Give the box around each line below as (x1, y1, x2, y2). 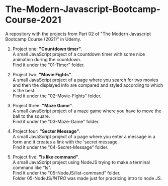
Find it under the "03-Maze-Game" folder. (12, 118, 100, 124)
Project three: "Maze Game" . (12, 102, 73, 108)
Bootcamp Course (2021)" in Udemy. (5, 36, 81, 42)
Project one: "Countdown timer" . (12, 46, 82, 52)
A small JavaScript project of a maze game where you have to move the (12, 108, 162, 114)
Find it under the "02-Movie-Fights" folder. (12, 93, 102, 99)
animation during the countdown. (12, 56, 81, 62)
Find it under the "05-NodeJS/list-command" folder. (12, 169, 121, 176)
